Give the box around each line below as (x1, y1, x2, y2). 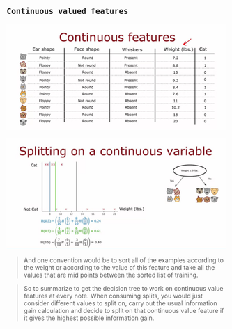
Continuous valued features (6, 6, 129, 16)
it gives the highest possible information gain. (23, 314, 155, 322)
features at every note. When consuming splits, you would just (23, 291, 203, 300)
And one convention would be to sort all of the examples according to (23, 256, 224, 264)
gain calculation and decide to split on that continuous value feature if (23, 307, 224, 315)
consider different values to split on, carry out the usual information (23, 299, 217, 307)
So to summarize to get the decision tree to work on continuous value (23, 284, 224, 293)
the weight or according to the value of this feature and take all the (23, 264, 215, 272)
